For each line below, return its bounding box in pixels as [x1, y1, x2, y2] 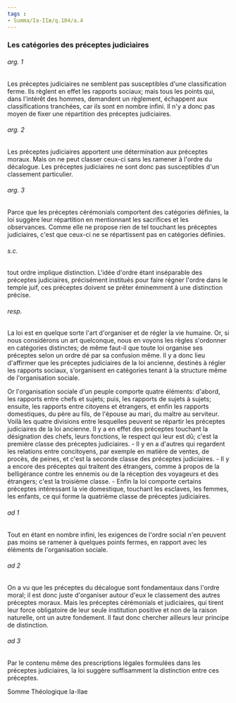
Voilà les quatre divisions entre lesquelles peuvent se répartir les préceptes [7, 417, 225, 426]
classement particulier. [7, 170, 74, 178]
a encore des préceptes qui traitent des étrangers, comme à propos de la [7, 463, 220, 471]
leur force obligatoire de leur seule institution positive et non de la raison [7, 606, 217, 614]
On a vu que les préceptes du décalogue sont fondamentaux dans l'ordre [7, 583, 220, 592]
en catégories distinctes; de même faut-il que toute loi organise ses [7, 343, 203, 353]
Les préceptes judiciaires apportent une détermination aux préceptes [7, 147, 208, 156]
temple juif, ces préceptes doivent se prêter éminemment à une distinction [7, 283, 223, 292]
